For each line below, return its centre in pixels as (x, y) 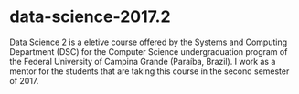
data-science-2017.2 (90, 17)
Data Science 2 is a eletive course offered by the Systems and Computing (149, 42)
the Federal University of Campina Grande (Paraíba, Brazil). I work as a (143, 61)
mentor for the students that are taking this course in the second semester (149, 71)
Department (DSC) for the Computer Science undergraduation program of (149, 51)
